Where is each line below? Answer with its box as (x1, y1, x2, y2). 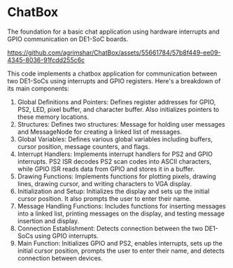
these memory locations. (17, 113, 90, 121)
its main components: (7, 84, 70, 92)
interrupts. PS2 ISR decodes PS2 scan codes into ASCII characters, (17, 157, 212, 165)
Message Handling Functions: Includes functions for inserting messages (17, 202, 226, 210)
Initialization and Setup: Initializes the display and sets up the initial (17, 187, 210, 195)
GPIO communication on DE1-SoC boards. (7, 34, 129, 43)
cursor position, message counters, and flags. (17, 142, 150, 150)
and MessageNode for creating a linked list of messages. (17, 127, 182, 136)
